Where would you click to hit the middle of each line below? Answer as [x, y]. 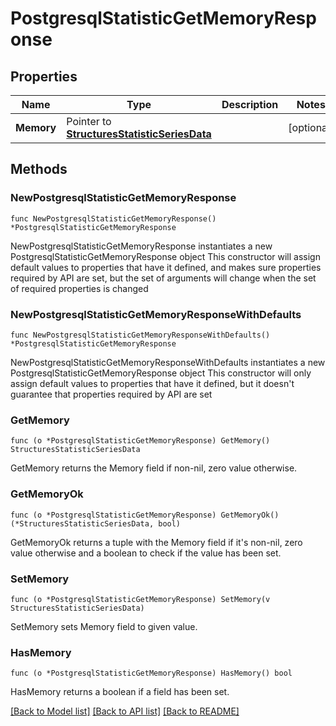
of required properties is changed [79, 288]
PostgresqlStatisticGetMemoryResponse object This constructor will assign [165, 256]
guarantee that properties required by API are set [111, 394]
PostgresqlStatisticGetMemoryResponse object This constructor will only [161, 373]
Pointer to [89, 121]
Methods [39, 169]
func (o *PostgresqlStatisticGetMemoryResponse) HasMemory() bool [151, 673]
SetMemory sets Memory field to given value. [104, 626]
